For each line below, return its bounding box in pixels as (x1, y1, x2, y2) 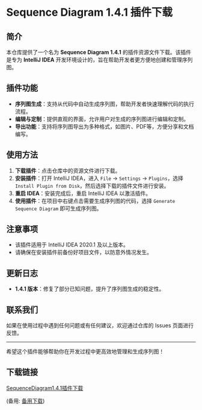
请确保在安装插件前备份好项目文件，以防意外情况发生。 (14, 249, 152, 256)
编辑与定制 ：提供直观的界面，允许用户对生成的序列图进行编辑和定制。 (14, 115, 189, 123)
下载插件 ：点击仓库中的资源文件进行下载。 (14, 167, 121, 174)
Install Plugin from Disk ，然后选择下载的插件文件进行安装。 (14, 182, 170, 189)
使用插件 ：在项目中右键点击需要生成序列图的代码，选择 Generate (14, 197, 176, 204)
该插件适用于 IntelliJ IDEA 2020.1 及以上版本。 (14, 241, 129, 248)
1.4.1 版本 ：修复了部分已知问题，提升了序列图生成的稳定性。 (14, 285, 165, 293)
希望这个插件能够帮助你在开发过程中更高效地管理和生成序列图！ (6, 348, 164, 355)
